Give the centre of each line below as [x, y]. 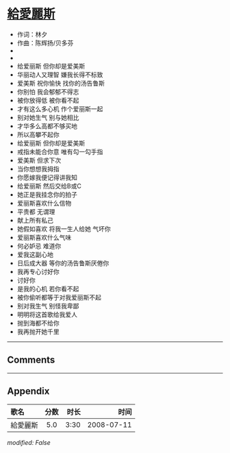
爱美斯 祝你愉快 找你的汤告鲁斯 [61, 83]
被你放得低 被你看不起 [48, 100]
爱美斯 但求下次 [39, 160]
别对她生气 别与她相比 [48, 117]
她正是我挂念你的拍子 [47, 194]
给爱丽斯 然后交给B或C [49, 186]
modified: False [29, 442]
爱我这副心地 [35, 254]
